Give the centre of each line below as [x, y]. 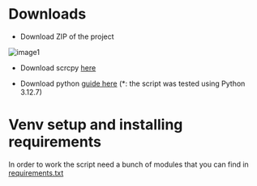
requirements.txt [36, 173]
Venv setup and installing [96, 125]
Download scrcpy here [58, 68]
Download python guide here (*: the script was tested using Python [133, 83]
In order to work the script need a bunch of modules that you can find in [128, 164]
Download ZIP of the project [67, 36]
